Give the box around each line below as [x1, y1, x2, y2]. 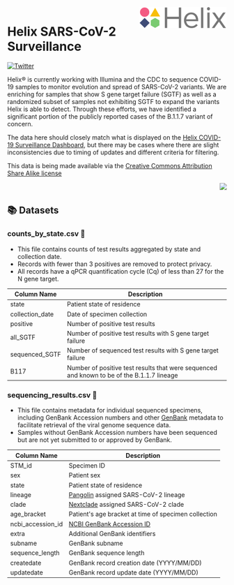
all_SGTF [10, 333, 36, 341]
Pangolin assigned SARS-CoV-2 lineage [68, 490, 185, 498]
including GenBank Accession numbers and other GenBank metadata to [17, 413, 224, 422]
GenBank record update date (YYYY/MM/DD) [68, 568, 198, 577]
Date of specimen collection [67, 310, 148, 318]
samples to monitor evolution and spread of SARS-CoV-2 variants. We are [15, 82, 227, 91]
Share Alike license [7, 169, 62, 177]
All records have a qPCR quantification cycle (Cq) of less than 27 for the [17, 267, 224, 275]
